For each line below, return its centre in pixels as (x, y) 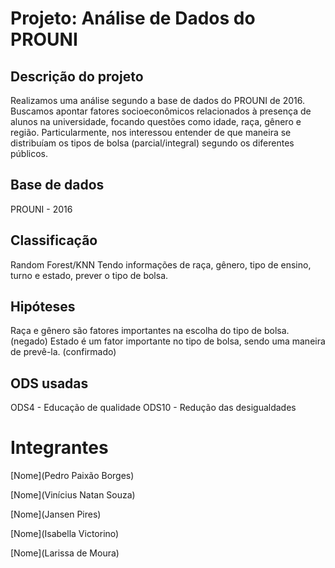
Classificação (54, 240)
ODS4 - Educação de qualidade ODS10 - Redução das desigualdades (153, 408)
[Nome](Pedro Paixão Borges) (72, 476)
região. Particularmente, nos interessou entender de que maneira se (151, 132)
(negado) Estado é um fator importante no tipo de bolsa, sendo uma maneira (168, 341)
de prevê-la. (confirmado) (63, 352)
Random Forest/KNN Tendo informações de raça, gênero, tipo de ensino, (161, 264)
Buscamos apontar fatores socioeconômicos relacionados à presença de (161, 111)
